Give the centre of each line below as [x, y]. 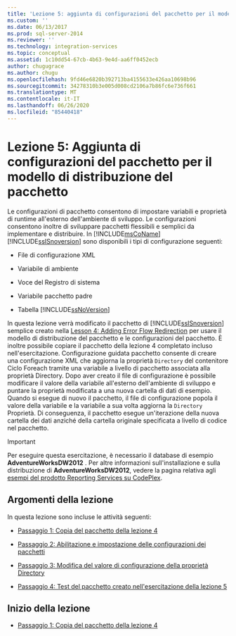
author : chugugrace [36, 66]
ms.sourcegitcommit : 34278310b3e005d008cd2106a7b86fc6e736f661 [102, 86]
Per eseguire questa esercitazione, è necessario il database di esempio [111, 455]
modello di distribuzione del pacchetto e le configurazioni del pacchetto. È [115, 338]
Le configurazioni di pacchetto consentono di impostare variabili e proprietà [117, 211]
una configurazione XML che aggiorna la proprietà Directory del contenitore [118, 361]
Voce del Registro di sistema [59, 282]
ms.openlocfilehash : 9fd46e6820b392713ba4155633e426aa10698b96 [102, 79]
